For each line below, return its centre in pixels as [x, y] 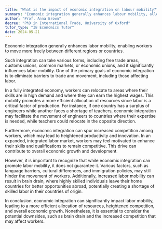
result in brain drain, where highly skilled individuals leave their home [74, 181]
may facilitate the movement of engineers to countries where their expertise [80, 116]
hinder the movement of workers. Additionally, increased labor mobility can [80, 176]
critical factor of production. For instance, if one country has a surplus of [77, 106]
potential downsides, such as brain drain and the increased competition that [80, 216]
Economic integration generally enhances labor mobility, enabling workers [79, 46]
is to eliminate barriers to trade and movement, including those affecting [77, 76]
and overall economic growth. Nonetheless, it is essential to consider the [77, 211]
